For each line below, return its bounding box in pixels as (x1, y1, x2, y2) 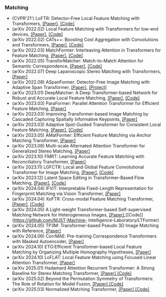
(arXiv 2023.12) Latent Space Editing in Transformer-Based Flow (11, 174, 144, 181)
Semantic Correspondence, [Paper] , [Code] (11, 63, 102, 69)
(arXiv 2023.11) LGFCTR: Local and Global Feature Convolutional (11, 164, 144, 170)
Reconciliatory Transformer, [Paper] (11, 159, 86, 165)
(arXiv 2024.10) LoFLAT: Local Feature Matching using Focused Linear (11, 254, 157, 260)
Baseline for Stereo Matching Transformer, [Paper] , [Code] (11, 270, 132, 276)
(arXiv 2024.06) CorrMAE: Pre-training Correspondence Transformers (11, 233, 157, 239)
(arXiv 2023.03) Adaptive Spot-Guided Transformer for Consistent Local (11, 121, 161, 127)
